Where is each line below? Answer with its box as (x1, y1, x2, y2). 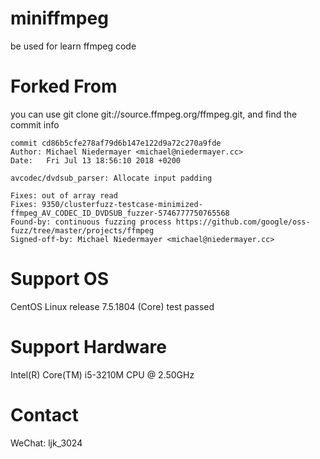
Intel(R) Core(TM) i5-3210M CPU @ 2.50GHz (10, 368, 195, 381)
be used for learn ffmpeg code (10, 40, 137, 52)
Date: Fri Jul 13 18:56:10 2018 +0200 (10, 155, 182, 166)
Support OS (10, 268, 109, 291)
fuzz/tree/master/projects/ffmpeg (10, 225, 155, 236)
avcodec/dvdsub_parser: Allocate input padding (10, 173, 213, 183)
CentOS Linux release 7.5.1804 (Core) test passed (10, 300, 215, 312)
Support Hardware (10, 336, 168, 358)
